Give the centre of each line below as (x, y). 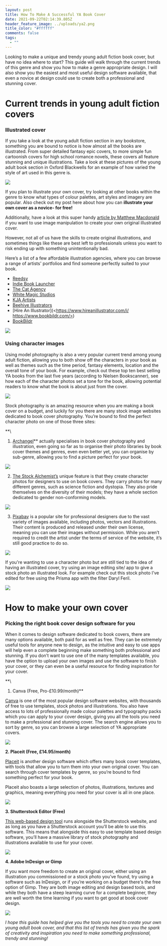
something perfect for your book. (39, 778)
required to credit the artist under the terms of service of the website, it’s (87, 538)
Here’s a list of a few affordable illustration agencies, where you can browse (83, 258)
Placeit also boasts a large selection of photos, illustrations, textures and (80, 787)
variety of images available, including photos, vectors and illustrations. (85, 522)
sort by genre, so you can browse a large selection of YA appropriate (76, 728)
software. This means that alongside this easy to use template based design (83, 832)
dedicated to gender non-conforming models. (59, 497)
